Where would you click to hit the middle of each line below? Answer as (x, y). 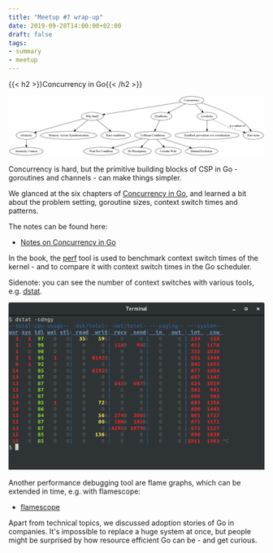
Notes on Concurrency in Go (68, 242)
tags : (17, 43)
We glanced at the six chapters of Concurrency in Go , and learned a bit (128, 194)
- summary (25, 52)
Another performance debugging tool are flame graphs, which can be (125, 482)
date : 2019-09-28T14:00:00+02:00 (65, 26)
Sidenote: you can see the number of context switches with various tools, (131, 283)
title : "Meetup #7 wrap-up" (56, 17)
